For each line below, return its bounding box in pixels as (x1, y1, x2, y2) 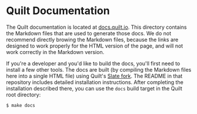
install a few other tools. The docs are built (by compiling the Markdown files (6, 66, 192, 73)
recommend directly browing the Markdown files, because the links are (6, 36, 179, 43)
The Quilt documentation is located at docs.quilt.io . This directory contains (6, 24, 187, 31)
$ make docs (6, 102, 35, 108)
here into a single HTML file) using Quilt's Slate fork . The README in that (6, 72, 183, 79)
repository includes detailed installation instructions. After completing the (6, 78, 183, 86)
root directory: (6, 91, 41, 98)
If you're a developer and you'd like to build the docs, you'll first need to (6, 60, 181, 67)
